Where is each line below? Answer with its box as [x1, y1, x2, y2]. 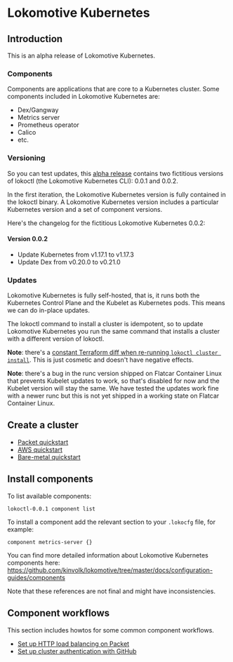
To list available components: [7, 492, 92, 500]
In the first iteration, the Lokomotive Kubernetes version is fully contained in [7, 190, 226, 198]
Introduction [7, 33, 63, 45]
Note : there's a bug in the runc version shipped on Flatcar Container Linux [7, 370, 222, 378]
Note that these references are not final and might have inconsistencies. [7, 587, 216, 595]
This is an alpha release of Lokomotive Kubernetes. [7, 51, 156, 60]
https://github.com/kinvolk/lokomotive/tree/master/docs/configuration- [7, 566, 213, 574]
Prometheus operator [17, 121, 79, 129]
